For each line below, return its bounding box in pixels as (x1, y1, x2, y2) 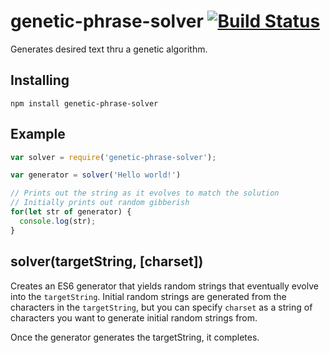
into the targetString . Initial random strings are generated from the (10, 290, 287, 302)
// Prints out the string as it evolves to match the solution (10, 188, 280, 199)
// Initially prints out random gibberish (10, 198, 190, 208)
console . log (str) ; (19, 216, 97, 226)
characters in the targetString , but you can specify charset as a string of (10, 301, 313, 313)
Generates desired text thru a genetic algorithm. (10, 43, 208, 55)
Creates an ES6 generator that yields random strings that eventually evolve (10, 280, 319, 292)
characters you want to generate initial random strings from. (10, 311, 258, 324)
